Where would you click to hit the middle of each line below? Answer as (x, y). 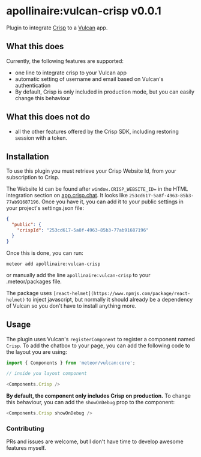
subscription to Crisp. (33, 178)
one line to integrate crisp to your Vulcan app (71, 73)
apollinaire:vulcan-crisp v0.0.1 (84, 11)
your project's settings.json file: (45, 208)
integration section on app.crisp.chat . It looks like (67, 196)
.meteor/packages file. (34, 281)
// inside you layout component (46, 374)
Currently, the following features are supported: (65, 61)
